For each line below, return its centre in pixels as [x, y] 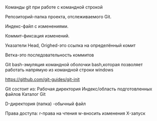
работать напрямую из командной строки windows [59, 70]
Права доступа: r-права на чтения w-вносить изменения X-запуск [75, 113]
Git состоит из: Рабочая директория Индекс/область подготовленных [79, 89]
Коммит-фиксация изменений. [38, 36]
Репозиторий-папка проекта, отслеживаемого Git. [59, 17]
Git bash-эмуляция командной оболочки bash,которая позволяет [74, 64]
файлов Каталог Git [25, 94]
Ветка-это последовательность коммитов [50, 55]
